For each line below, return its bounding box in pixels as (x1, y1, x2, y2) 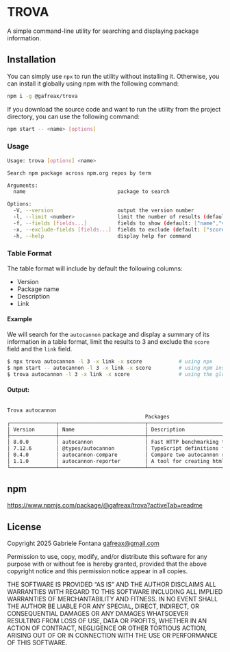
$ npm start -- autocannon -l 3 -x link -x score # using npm (7, 364, 213, 371)
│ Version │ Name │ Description (7, 426, 186, 433)
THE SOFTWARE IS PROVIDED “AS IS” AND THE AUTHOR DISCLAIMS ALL (7, 580, 217, 589)
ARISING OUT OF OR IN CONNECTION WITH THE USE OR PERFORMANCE (7, 631, 218, 640)
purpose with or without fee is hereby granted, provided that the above (7, 560, 207, 568)
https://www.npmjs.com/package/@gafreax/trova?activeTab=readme (7, 501, 203, 510)
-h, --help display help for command (13, 232, 192, 240)
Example (7, 315, 33, 323)
